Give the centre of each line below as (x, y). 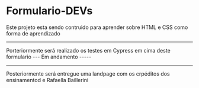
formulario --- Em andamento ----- (49, 57)
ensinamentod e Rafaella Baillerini (47, 80)
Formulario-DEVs (49, 11)
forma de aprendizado (33, 33)
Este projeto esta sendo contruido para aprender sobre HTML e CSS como (97, 27)
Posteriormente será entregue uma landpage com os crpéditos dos (88, 74)
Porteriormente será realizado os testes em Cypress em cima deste (88, 50)
